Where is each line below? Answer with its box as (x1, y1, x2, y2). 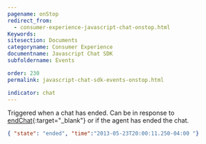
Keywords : (7, 30, 37, 38)
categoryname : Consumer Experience (7, 43, 113, 51)
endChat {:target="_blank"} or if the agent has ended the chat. (7, 116, 189, 125)
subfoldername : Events (7, 57, 75, 64)
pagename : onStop (7, 10, 59, 18)
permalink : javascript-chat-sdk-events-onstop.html (7, 76, 164, 83)
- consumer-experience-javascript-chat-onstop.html (14, 24, 171, 31)
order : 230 (7, 69, 40, 77)
